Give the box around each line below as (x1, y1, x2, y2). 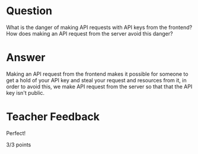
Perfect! (6, 129, 26, 137)
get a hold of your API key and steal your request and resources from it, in (6, 76, 187, 84)
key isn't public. (6, 89, 45, 96)
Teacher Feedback (6, 110, 100, 124)
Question (6, 4, 52, 18)
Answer (6, 51, 46, 65)
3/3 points (6, 141, 31, 148)
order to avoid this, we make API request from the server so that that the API (6, 83, 193, 90)
